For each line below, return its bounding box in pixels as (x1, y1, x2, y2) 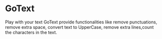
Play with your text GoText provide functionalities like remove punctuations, (5, 19, 158, 25)
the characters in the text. (5, 29, 57, 35)
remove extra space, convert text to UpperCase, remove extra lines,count (5, 24, 154, 30)
